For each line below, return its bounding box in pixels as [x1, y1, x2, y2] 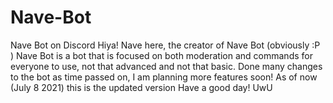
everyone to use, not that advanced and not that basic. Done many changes [10, 60, 323, 72]
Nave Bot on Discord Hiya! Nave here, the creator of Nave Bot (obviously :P [10, 39, 321, 51]
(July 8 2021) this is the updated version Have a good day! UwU [10, 81, 273, 93]
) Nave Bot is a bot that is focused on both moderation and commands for [10, 49, 313, 61]
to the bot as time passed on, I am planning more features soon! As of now [10, 71, 318, 83]
